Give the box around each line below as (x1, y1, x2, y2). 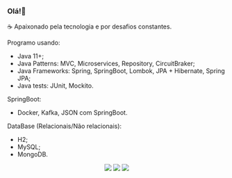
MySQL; (17, 143, 41, 152)
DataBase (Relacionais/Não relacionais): (7, 122, 122, 131)
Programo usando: (7, 38, 60, 47)
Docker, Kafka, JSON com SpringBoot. (17, 108, 128, 117)
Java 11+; (17, 52, 44, 60)
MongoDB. (17, 150, 49, 159)
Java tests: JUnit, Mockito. (17, 81, 94, 90)
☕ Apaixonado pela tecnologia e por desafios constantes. (7, 22, 172, 31)
